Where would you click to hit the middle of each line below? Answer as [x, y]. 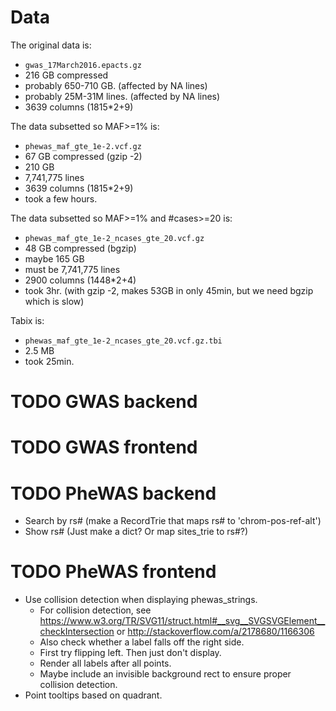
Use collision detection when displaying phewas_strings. [141, 600]
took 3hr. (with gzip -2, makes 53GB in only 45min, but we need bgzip [169, 290]
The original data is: [51, 45]
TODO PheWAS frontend [113, 572]
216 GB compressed [66, 75]
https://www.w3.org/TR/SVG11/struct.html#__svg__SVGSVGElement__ [182, 621]
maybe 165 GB [54, 258]
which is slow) [54, 301]
